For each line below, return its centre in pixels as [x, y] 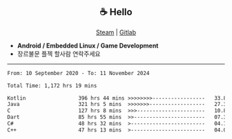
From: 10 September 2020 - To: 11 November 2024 [78, 73]
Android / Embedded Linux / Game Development [88, 45]
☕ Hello [116, 12]
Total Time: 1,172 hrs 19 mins [52, 85]
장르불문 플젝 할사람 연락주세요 [59, 54]
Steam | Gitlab [116, 32]
